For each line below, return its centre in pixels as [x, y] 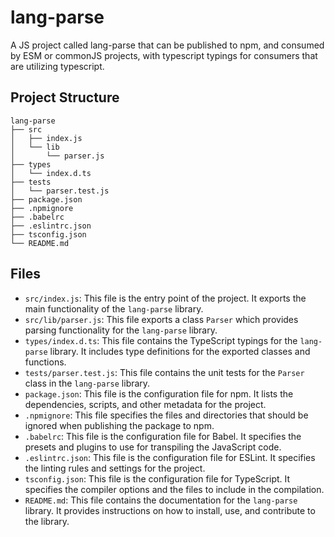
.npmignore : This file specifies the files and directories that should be [166, 415]
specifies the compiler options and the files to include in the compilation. [174, 489]
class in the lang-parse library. [87, 383]
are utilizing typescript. [57, 66]
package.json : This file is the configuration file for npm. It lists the [159, 393]
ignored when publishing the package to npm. [119, 425]
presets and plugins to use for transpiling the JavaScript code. [153, 447]
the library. [47, 521]
